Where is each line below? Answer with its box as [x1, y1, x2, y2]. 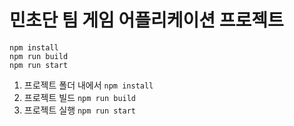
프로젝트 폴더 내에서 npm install [23, 79, 154, 91]
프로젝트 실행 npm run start [23, 104, 137, 116]
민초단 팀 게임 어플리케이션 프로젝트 [9, 9, 284, 32]
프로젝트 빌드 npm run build [23, 91, 137, 103]
